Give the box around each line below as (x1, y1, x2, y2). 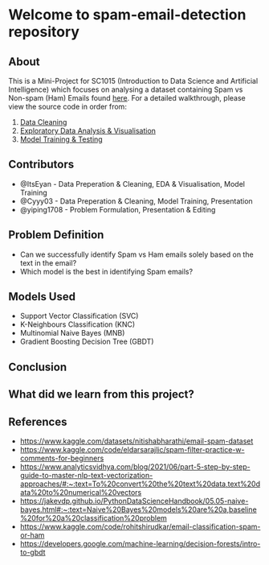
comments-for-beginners (19, 453, 104, 464)
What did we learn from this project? (8, 388, 195, 402)
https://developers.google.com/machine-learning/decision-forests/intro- (19, 539, 261, 549)
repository (8, 23, 80, 41)
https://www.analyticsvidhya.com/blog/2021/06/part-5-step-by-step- (19, 462, 251, 472)
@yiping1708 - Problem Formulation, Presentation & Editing (19, 204, 216, 214)
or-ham (19, 530, 45, 540)
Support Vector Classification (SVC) (19, 311, 139, 321)
